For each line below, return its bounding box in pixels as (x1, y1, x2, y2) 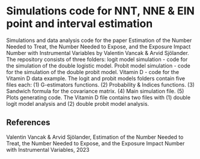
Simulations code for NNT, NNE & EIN (6, 4, 195, 18)
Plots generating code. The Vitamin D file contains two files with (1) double (6, 94, 191, 101)
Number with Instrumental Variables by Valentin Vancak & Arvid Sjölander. (6, 49, 189, 56)
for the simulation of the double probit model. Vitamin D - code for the (6, 68, 179, 75)
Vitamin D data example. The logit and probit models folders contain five (6, 75, 185, 82)
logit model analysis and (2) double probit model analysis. (6, 100, 149, 107)
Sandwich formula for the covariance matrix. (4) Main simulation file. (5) (6, 87, 184, 94)
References (6, 118, 50, 128)
